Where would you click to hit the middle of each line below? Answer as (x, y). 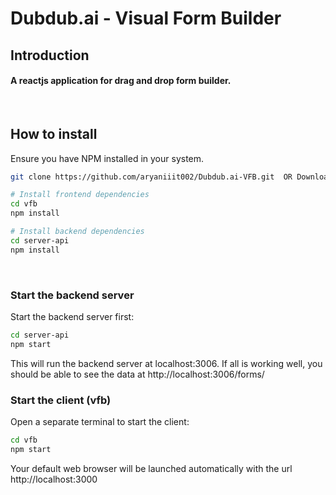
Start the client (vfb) (61, 400)
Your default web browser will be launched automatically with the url (151, 468)
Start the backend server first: (72, 317)
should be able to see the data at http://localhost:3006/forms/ (137, 374)
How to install (54, 134)
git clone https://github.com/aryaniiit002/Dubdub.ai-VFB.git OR (151, 177)
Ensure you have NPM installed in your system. (107, 158)
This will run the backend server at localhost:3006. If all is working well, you (166, 363)
